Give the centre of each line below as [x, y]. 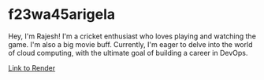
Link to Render [32, 67]
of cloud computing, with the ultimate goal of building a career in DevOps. [128, 53]
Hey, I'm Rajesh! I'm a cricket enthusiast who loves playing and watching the [132, 36]
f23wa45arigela [62, 15]
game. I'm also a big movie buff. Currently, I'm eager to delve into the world [130, 44]
